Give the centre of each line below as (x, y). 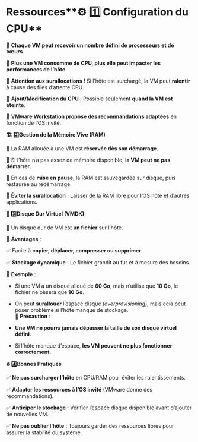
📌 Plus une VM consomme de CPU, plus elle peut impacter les (84, 63)
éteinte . (16, 105)
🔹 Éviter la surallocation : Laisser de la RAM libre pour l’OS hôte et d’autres (98, 195)
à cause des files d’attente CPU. (45, 87)
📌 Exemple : (21, 274)
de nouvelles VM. (27, 414)
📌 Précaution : (33, 316)
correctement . (33, 352)
